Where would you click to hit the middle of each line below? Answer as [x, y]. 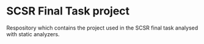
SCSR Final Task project [68, 11]
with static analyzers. [33, 34]
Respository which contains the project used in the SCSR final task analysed [102, 28]
